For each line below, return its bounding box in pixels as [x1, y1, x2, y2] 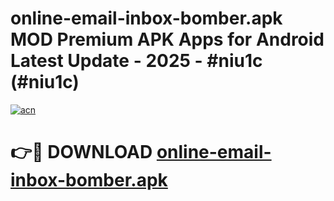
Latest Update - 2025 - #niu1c [10, 50, 263, 72]
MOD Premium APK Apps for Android [10, 28, 325, 51]
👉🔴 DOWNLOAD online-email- [10, 141, 272, 164]
